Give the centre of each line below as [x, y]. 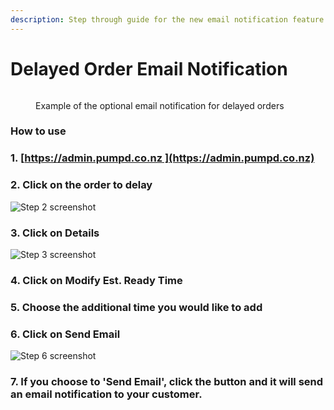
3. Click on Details [55, 233]
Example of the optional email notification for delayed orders [160, 105]
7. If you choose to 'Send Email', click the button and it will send [167, 382]
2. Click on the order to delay [81, 185]
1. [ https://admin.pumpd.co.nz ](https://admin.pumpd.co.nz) [162, 158]
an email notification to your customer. [106, 394]
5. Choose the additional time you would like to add [136, 307]
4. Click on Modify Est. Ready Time [96, 280]
